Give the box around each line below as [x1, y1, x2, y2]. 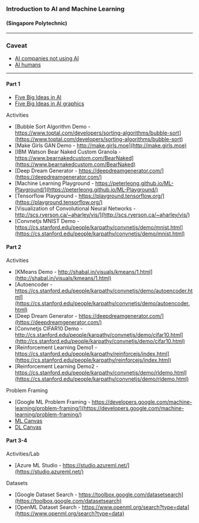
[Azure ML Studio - [14, 462, 62, 469]
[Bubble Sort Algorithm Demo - [14, 123, 91, 130]
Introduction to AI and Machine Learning [6, 5, 125, 13]
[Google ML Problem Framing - [14, 398, 91, 405]
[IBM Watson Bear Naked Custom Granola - [14, 148, 121, 155]
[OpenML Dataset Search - [14, 503, 81, 511]
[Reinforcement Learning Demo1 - [14, 343, 98, 351]
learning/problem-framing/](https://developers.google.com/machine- [14, 404, 185, 412]
